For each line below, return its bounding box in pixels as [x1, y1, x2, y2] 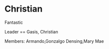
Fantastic [4, 19, 23, 25]
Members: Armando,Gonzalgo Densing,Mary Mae [4, 38, 104, 44]
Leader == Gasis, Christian [4, 29, 58, 34]
